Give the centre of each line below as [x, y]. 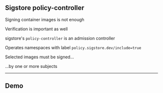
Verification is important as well [36, 29]
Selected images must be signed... [40, 57]
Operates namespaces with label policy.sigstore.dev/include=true [73, 47]
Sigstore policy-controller [45, 8]
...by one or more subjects [31, 66]
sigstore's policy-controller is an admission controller [60, 38]
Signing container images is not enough [45, 19]
